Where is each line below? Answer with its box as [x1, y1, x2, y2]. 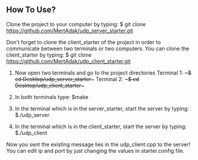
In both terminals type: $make [14, 93, 89, 100]
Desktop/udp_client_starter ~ [14, 82, 85, 89]
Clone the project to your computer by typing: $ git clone [6, 20, 146, 27]
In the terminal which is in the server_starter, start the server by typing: [14, 104, 189, 112]
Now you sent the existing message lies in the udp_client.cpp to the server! [6, 140, 191, 148]
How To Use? [6, 5, 56, 15]
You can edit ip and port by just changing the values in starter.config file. [6, 147, 185, 154]
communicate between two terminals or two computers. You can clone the [6, 45, 190, 52]
